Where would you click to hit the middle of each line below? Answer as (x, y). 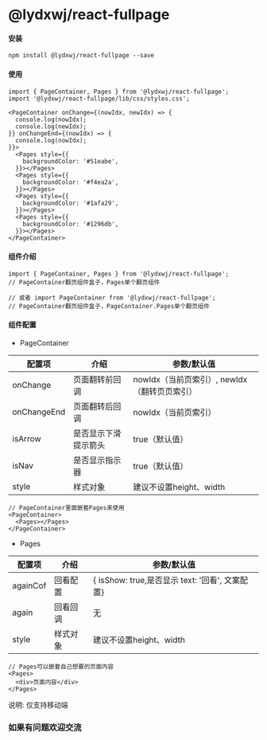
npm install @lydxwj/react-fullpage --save (81, 56)
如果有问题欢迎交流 (45, 727)
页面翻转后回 (97, 406)
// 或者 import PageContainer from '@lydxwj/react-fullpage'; (112, 298)
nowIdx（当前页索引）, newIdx (190, 380)
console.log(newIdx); (51, 126)
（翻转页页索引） (165, 392)
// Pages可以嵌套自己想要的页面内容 (61, 667)
